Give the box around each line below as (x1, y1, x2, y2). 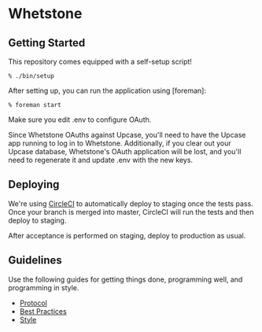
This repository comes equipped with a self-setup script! (8, 57, 193, 66)
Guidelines (8, 253, 62, 267)
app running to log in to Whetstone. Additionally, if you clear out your (8, 138, 231, 148)
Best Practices (19, 306, 67, 315)
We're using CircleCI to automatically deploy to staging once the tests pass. (8, 198, 253, 208)
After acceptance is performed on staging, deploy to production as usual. (8, 231, 246, 240)
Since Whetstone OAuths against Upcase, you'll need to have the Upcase (8, 131, 246, 139)
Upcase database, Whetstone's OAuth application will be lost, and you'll (8, 147, 242, 156)
